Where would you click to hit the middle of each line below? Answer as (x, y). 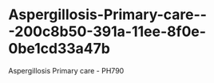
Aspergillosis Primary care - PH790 (66, 70)
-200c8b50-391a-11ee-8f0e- (107, 32)
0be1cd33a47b (59, 49)
